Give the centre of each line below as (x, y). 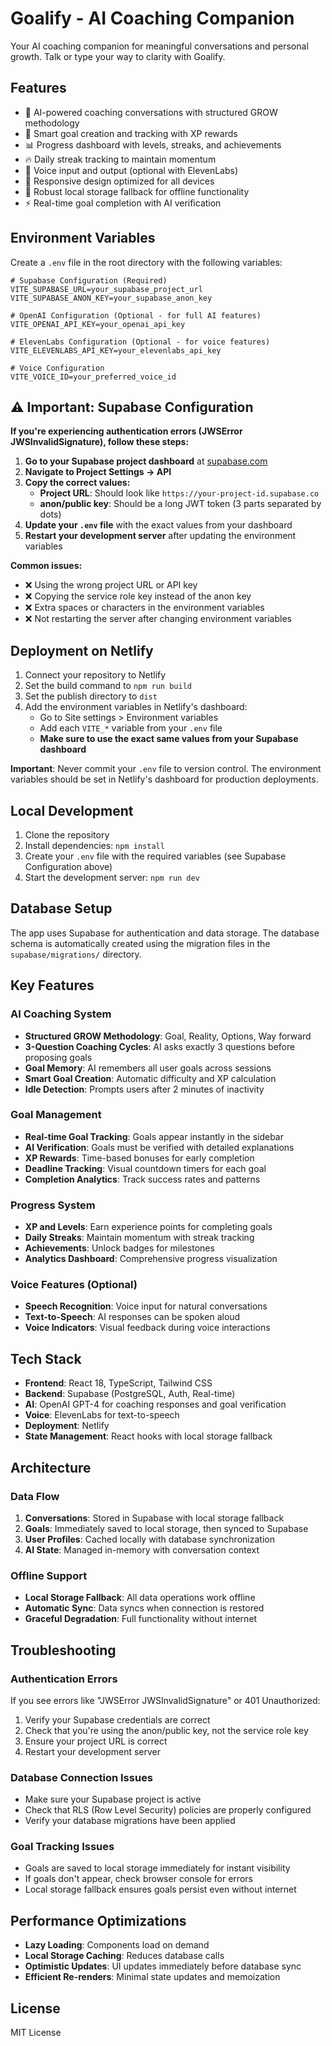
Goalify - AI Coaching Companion (152, 18)
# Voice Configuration (57, 368)
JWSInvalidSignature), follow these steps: (100, 442)
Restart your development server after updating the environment (160, 536)
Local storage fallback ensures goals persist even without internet (160, 1889)
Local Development (72, 810)
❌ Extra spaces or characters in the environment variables (144, 608)
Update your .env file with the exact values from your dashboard (158, 525)
